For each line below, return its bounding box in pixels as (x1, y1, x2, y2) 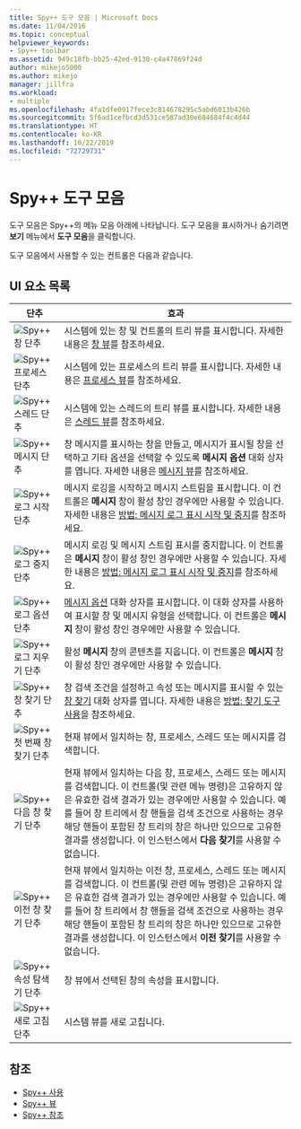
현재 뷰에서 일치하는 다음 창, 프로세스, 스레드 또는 (64, 766, 260, 779)
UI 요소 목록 (9, 278, 71, 293)
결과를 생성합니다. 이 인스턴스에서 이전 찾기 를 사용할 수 (64, 932, 282, 944)
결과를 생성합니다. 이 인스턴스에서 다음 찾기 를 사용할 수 (64, 834, 282, 846)
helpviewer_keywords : (9, 38, 90, 48)
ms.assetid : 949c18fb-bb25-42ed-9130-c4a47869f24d (9, 55, 202, 64)
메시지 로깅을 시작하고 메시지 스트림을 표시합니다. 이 (64, 482, 271, 494)
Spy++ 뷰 (21, 1098, 56, 1109)
